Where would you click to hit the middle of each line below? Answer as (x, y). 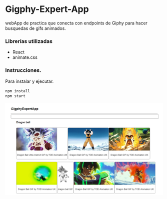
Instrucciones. (23, 70)
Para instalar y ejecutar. (29, 81)
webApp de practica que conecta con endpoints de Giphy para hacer (76, 23)
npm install (17, 91)
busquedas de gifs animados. (35, 28)
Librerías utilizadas (29, 41)
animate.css (25, 57)
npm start (15, 96)
